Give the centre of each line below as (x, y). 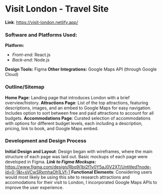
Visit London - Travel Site (57, 9)
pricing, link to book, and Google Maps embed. (52, 128)
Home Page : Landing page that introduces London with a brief (67, 97)
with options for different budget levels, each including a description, (74, 123)
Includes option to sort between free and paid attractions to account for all (79, 113)
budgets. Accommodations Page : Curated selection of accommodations (78, 118)
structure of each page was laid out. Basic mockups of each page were (76, 156)
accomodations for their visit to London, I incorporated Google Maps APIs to (81, 182)
